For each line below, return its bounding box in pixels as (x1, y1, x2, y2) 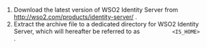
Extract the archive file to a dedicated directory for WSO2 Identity (13, 20, 199, 28)
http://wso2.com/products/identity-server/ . (13, 13, 137, 21)
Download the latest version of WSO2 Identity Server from (13, 6, 178, 14)
